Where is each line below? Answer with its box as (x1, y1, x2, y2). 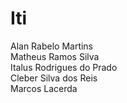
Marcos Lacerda (10, 82, 78, 94)
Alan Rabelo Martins (10, 40, 94, 52)
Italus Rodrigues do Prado (10, 61, 118, 73)
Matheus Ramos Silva (10, 50, 100, 62)
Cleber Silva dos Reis (10, 72, 98, 84)
